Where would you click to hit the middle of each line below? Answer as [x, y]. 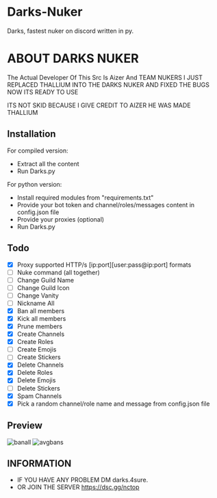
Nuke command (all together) [59, 272]
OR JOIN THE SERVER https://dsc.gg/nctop [78, 487]
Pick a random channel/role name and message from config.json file [113, 404]
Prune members [40, 326]
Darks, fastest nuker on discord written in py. [71, 31]
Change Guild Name [45, 280]
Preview [25, 426]
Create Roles [35, 342]
